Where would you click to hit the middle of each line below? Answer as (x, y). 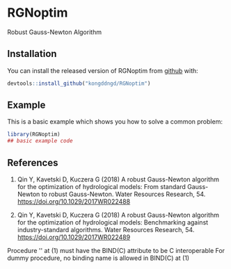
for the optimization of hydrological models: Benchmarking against (113, 222)
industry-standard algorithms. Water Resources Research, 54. (106, 230)
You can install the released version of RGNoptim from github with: (103, 70)
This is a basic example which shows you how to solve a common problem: (115, 122)
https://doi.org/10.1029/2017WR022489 (74, 237)
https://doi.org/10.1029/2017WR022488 (74, 202)
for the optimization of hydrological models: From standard (102, 187)
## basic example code (40, 141)
